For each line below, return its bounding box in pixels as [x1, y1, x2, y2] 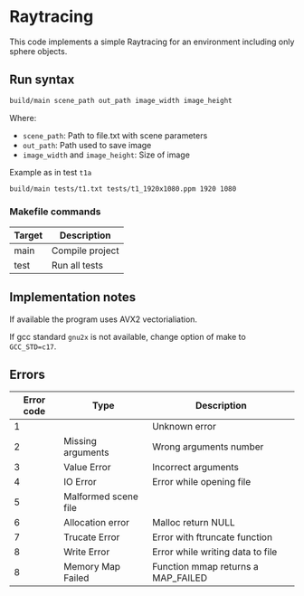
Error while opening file [152, 476, 252, 488]
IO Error [62, 476, 97, 488]
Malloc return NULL [152, 516, 235, 529]
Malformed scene [62, 490, 138, 503]
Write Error [62, 545, 110, 558]
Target [14, 229, 43, 241]
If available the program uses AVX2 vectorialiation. [9, 314, 197, 325]
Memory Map [62, 561, 120, 573]
